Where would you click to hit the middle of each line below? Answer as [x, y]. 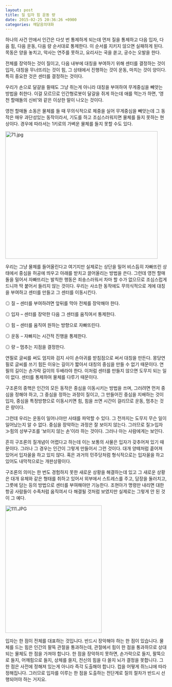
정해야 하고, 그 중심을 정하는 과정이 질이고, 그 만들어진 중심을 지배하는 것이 [89, 395]
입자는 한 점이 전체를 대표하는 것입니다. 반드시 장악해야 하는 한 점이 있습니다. [82, 641]
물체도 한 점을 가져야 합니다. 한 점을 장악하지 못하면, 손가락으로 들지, [83, 654]
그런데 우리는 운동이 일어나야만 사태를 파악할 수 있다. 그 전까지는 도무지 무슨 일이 [86, 418]
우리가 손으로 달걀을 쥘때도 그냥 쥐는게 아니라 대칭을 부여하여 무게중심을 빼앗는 [84, 87]
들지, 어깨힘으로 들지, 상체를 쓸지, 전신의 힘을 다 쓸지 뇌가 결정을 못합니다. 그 [87, 660]
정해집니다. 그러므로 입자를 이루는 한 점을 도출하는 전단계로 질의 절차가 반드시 [83, 673]
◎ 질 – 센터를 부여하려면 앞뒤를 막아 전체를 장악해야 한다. [63, 303]
